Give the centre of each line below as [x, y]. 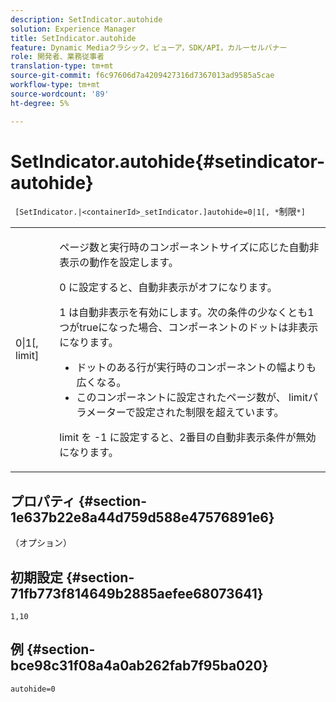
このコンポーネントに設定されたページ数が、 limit [192, 398]
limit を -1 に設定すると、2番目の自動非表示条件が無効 [188, 438]
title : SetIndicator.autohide [73, 38]
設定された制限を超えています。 [209, 413]
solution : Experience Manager [73, 29]
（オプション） [41, 543]
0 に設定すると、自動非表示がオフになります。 [168, 288]
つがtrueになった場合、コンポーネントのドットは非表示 [189, 328]
